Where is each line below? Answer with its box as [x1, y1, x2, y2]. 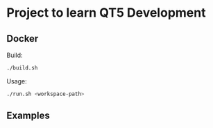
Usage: [6, 77, 27, 85]
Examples [6, 110, 50, 122]
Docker [6, 33, 39, 45]
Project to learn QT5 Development [6, 5, 206, 21]
